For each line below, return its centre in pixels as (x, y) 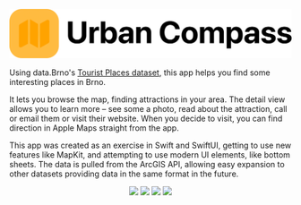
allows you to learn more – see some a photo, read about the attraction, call (149, 109)
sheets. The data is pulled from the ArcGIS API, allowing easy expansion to (147, 165)
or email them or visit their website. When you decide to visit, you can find (146, 119)
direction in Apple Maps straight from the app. (94, 128)
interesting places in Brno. (57, 82)
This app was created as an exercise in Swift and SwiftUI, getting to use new (150, 145)
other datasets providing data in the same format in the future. (124, 174)
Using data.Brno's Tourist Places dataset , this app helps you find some (140, 73)
